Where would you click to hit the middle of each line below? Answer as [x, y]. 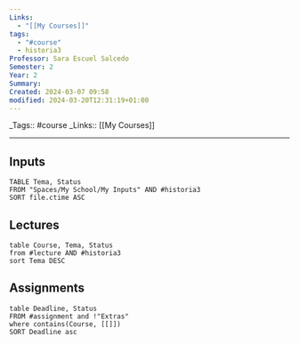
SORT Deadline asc [43, 332]
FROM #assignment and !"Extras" [69, 316]
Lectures [34, 224]
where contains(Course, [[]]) [65, 324]
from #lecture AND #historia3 [65, 253]
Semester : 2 [31, 68]
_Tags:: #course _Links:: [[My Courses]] [82, 125]
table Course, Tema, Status [61, 245]
